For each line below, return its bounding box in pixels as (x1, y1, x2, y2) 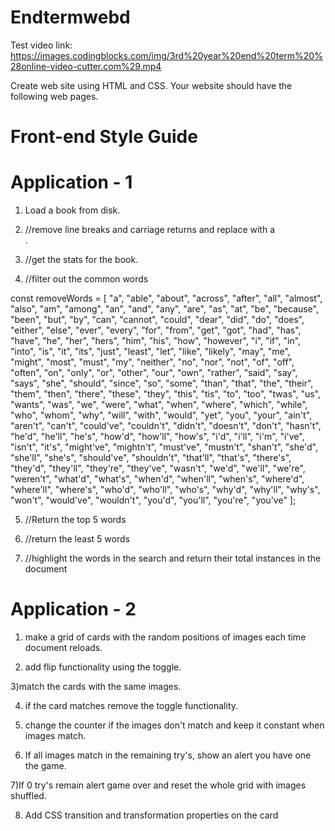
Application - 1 (10, 171, 133, 194)
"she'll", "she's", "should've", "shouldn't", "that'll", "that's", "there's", (10, 452, 292, 464)
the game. (24, 760, 67, 771)
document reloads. (24, 642, 103, 653)
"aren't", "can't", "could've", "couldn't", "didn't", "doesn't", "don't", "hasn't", (10, 420, 322, 432)
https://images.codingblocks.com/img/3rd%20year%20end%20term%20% (10, 49, 323, 61)
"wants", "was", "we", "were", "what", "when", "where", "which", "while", (10, 399, 308, 411)
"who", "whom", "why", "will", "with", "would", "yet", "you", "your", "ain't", (10, 409, 313, 421)
